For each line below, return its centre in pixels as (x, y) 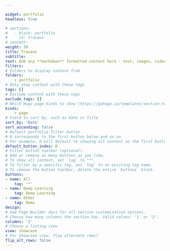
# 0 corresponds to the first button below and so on (63, 137)
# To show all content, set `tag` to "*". (51, 160)
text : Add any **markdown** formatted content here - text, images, (79, 61)
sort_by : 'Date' (22, 123)
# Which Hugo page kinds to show (40, 104)
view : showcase (21, 231)
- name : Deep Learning (29, 189)
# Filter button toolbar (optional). (45, 151)
